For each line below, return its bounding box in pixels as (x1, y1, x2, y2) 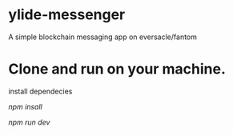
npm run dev (8, 117, 50, 127)
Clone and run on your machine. (8, 60, 227, 78)
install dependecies (8, 86, 73, 96)
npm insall (8, 101, 42, 111)
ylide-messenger (8, 6, 126, 24)
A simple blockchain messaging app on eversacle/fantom (8, 32, 198, 42)
